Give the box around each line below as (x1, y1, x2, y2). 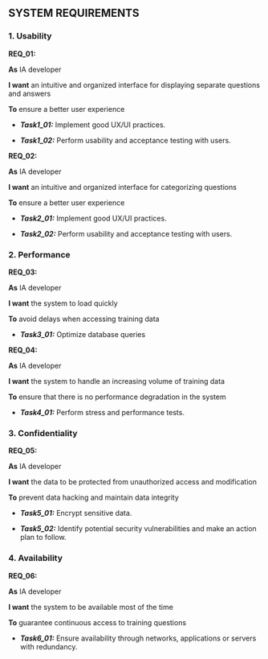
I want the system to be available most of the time (8, 602, 174, 612)
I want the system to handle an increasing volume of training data (8, 376, 225, 385)
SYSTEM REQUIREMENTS (8, 6, 140, 20)
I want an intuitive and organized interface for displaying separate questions (8, 80, 261, 89)
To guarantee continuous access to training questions (8, 617, 187, 627)
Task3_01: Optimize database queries (19, 329, 146, 339)
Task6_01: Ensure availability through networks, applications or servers (19, 633, 257, 643)
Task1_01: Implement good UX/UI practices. (19, 120, 166, 130)
